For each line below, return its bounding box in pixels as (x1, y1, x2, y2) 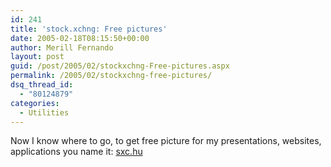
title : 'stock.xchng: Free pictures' (10, 24, 168, 34)
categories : (10, 98, 60, 108)
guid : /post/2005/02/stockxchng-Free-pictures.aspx (10, 61, 230, 71)
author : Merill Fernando (10, 42, 114, 53)
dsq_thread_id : (10, 80, 74, 90)
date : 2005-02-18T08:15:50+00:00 (10, 33, 150, 43)
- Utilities (19, 107, 70, 118)
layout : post (10, 52, 65, 62)
